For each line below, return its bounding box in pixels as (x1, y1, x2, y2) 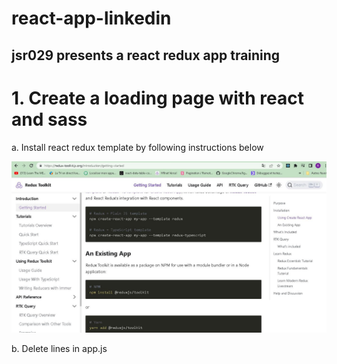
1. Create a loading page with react (11, 87, 304, 109)
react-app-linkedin (11, 7, 172, 30)
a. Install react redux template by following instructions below (11, 141, 264, 153)
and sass (11, 108, 88, 131)
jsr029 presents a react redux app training (11, 47, 281, 64)
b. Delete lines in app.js (11, 343, 108, 355)
